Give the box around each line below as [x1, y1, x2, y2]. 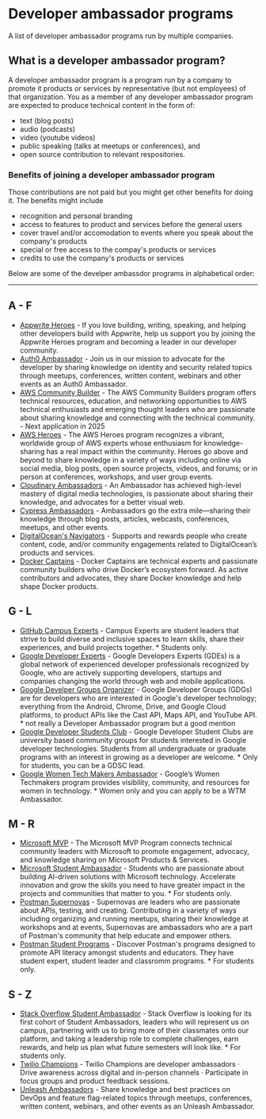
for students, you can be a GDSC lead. [19, 760, 145, 770]
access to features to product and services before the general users [19, 220, 243, 229]
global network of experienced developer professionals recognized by [19, 659, 249, 669]
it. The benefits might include [8, 196, 104, 206]
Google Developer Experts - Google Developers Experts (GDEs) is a [19, 651, 241, 660]
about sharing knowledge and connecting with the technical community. [19, 413, 256, 422]
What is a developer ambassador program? [8, 54, 226, 67]
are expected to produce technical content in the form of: [8, 100, 196, 110]
